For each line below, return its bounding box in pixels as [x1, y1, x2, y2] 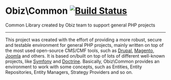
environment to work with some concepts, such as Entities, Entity [5, 64, 142, 70]
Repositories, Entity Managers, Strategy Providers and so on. [5, 69, 133, 75]
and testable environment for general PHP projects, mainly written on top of [5, 42, 164, 48]
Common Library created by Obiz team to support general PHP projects [5, 22, 155, 28]
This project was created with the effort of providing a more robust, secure [5, 36, 162, 43]
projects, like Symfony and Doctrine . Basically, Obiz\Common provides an [5, 58, 160, 64]
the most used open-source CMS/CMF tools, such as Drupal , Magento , [5, 47, 154, 54]
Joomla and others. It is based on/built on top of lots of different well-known [5, 52, 165, 59]
